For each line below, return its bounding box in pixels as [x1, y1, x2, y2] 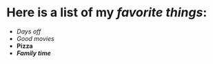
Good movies [16, 34, 54, 42]
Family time [16, 49, 51, 57]
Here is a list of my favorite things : [6, 5, 207, 20]
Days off [16, 27, 41, 35]
